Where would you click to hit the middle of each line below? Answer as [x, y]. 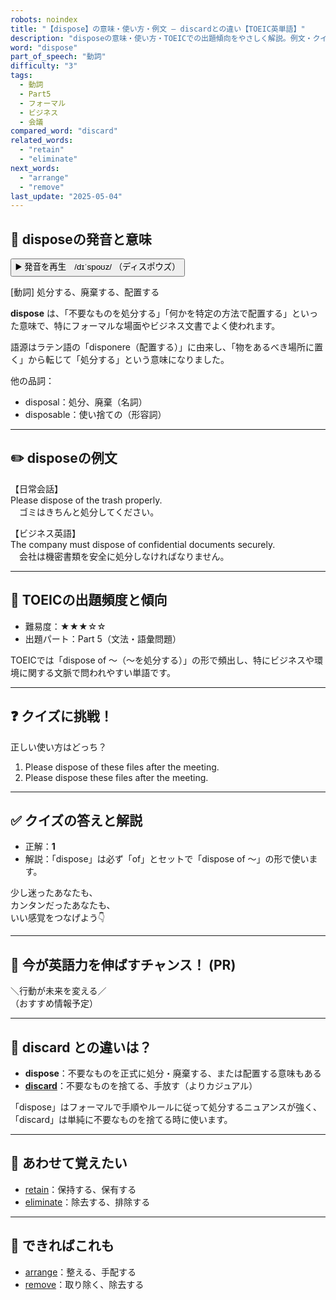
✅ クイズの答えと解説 [76, 820]
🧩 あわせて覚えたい [69, 1163]
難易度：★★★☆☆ [65, 626]
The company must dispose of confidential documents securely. [143, 544]
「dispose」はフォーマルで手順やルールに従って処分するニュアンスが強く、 [166, 1107]
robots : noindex [44, 19]
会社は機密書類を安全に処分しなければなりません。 [124, 556]
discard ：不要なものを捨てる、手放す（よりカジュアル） [141, 1085]
